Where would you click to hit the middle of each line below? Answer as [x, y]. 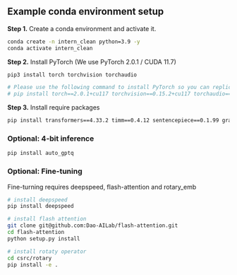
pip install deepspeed [41, 206]
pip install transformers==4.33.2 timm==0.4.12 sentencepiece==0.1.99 [113, 121]
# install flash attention [47, 219]
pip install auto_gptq [41, 153]
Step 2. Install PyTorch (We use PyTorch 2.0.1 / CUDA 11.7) [92, 62]
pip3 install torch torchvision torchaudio [72, 75]
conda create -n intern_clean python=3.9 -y [74, 42]
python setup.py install [44, 239]
